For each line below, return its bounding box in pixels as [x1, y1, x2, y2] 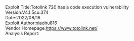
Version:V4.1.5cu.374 [5, 9, 49, 15]
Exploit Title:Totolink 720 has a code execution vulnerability [5, 4, 129, 10]
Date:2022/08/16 [5, 15, 41, 20]
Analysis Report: [5, 31, 39, 36]
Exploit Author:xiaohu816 [5, 20, 57, 26]
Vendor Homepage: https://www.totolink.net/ [5, 25, 98, 31]
